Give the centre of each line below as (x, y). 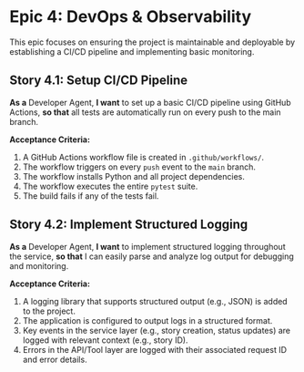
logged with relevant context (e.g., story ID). (105, 340)
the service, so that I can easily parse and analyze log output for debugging (152, 256)
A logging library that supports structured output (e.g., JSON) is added (155, 301)
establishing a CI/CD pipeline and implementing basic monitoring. (132, 51)
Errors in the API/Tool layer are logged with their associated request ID (155, 349)
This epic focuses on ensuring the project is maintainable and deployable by (152, 42)
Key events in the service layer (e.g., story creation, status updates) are (157, 330)
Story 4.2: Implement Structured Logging (129, 225)
